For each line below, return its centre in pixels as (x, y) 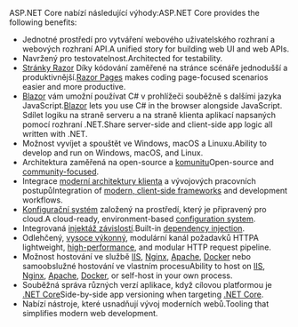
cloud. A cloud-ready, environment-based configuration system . (139, 219)
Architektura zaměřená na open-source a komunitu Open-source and (148, 162)
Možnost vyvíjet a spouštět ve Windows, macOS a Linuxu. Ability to (144, 143)
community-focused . (60, 171)
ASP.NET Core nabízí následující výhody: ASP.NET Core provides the (134, 13)
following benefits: (43, 22)
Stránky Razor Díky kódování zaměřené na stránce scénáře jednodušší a (155, 68)
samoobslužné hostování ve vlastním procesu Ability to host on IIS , (143, 266)
